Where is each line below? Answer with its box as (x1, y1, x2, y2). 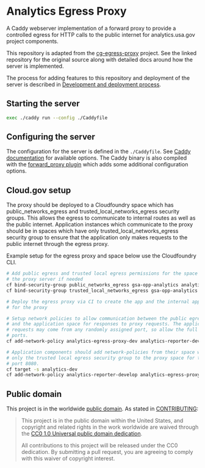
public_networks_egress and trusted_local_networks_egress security (6, 208, 180, 215)
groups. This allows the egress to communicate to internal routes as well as (6, 214, 196, 221)
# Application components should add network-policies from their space (6, 349, 195, 355)
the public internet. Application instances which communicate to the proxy (6, 221, 193, 228)
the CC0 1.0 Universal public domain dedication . (21, 430, 143, 437)
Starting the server (6, 98, 81, 109)
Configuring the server (6, 132, 96, 142)
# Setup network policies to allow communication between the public (6, 315, 187, 322)
